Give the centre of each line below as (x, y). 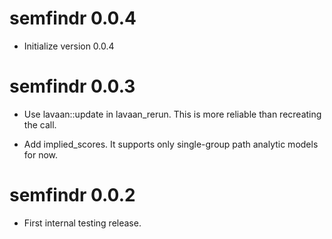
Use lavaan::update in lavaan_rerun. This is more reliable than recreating (172, 114)
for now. (41, 154)
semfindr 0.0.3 (72, 86)
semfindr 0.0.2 (72, 195)
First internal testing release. (82, 223)
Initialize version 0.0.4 (69, 46)
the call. (40, 124)
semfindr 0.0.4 (73, 18)
